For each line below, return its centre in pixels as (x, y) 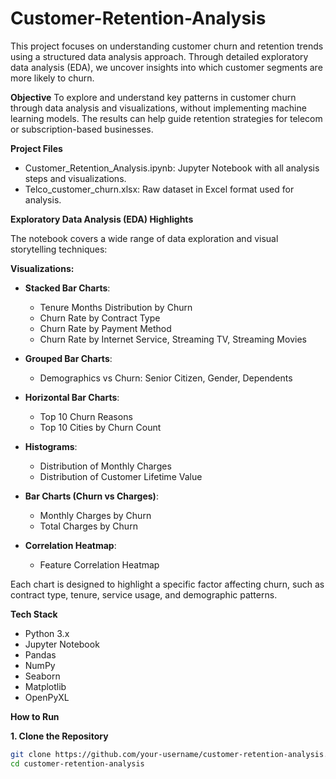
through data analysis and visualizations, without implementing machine (158, 108)
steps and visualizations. (75, 178)
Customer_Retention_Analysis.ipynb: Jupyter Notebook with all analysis (172, 168)
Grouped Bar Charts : (68, 358)
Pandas (40, 654)
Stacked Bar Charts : (67, 288)
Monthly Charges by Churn (95, 515)
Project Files (36, 148)
